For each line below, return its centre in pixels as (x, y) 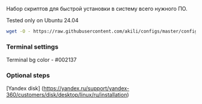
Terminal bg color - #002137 (41, 60)
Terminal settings (32, 46)
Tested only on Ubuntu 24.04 (42, 20)
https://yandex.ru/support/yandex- (86, 88)
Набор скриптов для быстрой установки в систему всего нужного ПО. (97, 9)
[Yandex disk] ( (25, 88)
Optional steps (28, 76)
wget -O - (19, 31)
